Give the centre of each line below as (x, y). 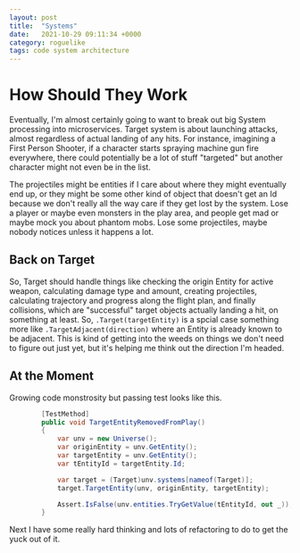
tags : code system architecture (69, 51)
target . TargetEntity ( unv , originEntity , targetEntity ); (163, 488)
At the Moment (51, 376)
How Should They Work (99, 95)
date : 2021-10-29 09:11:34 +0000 (75, 34)
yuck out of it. (35, 539)
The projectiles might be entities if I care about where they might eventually (148, 185)
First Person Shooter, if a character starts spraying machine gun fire (134, 148)
